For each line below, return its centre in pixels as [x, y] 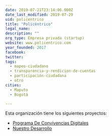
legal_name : [18, 29]
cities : [13, 85]
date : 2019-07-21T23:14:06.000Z [39, 10]
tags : [11, 62]
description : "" [22, 33]
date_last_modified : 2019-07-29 [39, 15]
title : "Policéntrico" [29, 24]
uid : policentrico [24, 19]
